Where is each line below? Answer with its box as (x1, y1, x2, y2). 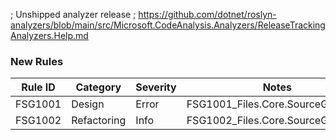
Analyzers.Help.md (10, 30, 89, 41)
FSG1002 (15, 114, 62, 128)
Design (71, 97, 105, 111)
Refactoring (71, 114, 127, 128)
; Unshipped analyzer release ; (10, 9, 137, 20)
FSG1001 (15, 97, 62, 111)
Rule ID (21, 80, 56, 94)
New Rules (10, 54, 64, 68)
